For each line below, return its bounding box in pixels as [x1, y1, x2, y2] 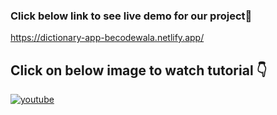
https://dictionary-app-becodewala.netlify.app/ [10, 32, 205, 44]
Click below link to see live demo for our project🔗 [10, 9, 253, 23]
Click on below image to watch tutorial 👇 [10, 62, 268, 79]
